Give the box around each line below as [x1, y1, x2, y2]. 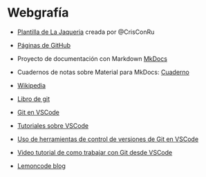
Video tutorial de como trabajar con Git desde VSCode [17, 148, 173, 156]
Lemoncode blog [17, 161, 66, 170]
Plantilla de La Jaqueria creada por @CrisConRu [17, 28, 155, 36]
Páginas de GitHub [17, 41, 71, 49]
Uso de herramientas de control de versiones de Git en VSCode [17, 135, 199, 143]
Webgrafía [7, 5, 69, 21]
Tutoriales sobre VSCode [17, 121, 88, 129]
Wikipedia [17, 81, 46, 89]
